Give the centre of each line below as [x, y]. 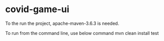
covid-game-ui [37, 9]
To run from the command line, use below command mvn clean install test [82, 33]
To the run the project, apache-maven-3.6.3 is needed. [62, 23]
